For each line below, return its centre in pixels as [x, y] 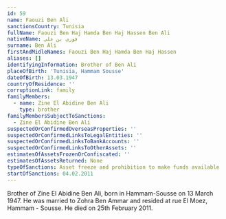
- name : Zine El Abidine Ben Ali [61, 103]
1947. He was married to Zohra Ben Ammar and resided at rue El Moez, [108, 200]
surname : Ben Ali [32, 45]
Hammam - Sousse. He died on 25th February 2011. [80, 208]
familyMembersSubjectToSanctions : [57, 116]
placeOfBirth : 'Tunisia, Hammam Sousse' [66, 71]
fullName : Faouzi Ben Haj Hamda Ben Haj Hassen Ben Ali [89, 33]
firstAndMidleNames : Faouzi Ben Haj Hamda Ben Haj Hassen [92, 52]
